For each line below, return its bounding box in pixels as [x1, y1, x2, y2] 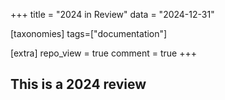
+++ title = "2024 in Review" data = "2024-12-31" [10, 9, 215, 20]
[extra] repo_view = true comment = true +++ [10, 47, 197, 59]
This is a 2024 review [10, 76, 147, 93]
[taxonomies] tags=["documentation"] [10, 28, 168, 39]
